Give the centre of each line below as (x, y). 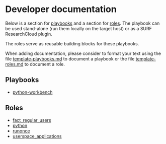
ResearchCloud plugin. (29, 34)
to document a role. (45, 64)
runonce (21, 131)
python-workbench (32, 92)
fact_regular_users (32, 120)
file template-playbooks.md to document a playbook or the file (70, 58)
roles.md (14, 64)
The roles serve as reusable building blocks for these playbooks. (72, 43)
